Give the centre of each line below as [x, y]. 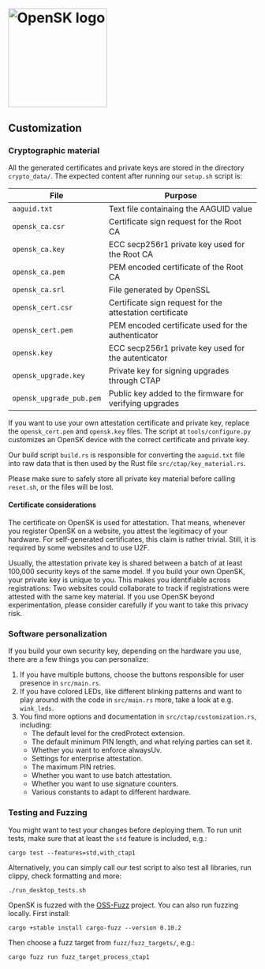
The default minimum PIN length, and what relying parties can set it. [142, 742]
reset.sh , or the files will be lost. [61, 486]
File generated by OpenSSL [160, 290]
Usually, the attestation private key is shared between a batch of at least [125, 563]
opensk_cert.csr [43, 307]
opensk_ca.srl [39, 289]
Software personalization [58, 634]
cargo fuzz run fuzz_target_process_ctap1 [79, 957]
